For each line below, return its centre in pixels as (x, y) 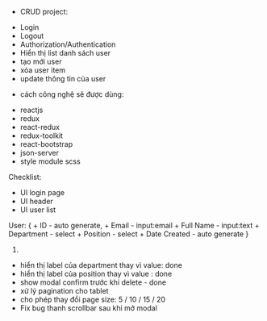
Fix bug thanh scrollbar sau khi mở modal (88, 308)
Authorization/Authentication (68, 44)
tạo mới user (41, 61)
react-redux (40, 127)
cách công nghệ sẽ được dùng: (72, 94)
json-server (39, 153)
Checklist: (25, 177)
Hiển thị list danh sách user (65, 53)
